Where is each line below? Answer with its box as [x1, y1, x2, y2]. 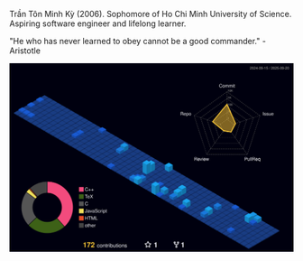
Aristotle [9, 45, 41, 56]
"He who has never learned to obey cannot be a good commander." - [9, 36, 266, 46]
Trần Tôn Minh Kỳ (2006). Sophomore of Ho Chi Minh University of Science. [9, 9, 292, 19]
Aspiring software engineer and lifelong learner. [9, 18, 187, 29]
